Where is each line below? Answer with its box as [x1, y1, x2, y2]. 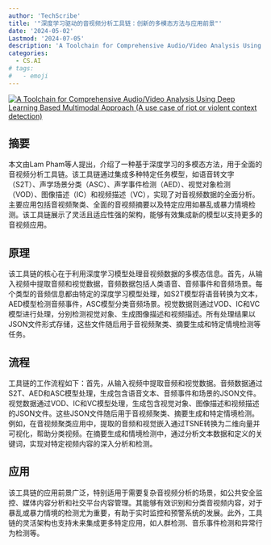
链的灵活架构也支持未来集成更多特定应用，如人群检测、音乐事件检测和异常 [8, 518, 256, 527]
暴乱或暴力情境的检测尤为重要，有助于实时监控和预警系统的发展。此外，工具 [8, 508, 263, 518]
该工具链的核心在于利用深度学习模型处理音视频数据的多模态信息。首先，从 [8, 269, 256, 279]
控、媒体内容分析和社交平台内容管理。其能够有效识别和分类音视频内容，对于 [8, 497, 263, 507]
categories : [8, 49, 48, 57]
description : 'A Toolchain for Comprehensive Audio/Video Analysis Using [8, 42, 262, 50]
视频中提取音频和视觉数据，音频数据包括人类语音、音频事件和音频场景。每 [15, 279, 263, 289]
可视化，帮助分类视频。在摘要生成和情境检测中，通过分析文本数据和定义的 [8, 429, 256, 438]
